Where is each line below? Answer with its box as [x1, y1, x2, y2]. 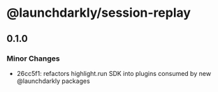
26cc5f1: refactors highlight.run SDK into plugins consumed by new [16, 69, 211, 77]
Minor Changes [6, 54, 60, 63]
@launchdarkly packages [16, 77, 90, 85]
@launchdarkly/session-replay [6, 5, 191, 21]
